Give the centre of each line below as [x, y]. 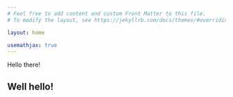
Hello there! [24, 65]
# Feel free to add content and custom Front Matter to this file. [107, 14]
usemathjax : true [32, 45]
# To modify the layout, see [49, 20]
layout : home [26, 33]
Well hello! [31, 86]
